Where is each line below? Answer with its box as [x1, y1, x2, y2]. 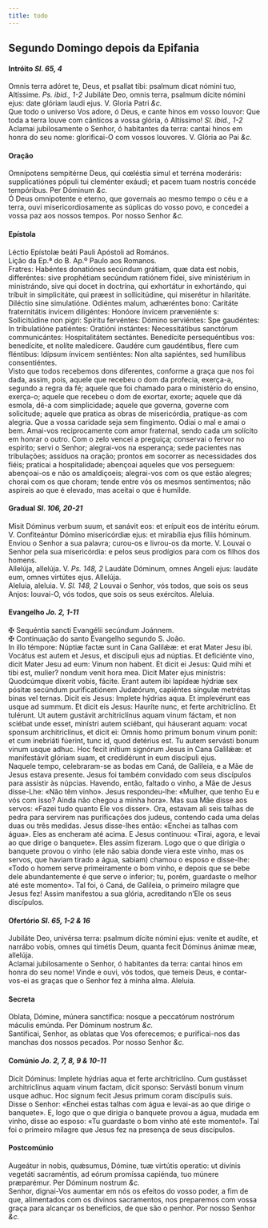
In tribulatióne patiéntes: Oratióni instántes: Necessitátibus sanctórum [8, 323, 238, 333]
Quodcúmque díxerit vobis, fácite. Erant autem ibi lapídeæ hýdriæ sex [8, 677, 238, 686]
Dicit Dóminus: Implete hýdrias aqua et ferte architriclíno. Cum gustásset [8, 1074, 247, 1083]
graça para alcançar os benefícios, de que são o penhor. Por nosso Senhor [8, 1203, 256, 1213]
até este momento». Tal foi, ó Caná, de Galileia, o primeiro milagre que [8, 881, 240, 890]
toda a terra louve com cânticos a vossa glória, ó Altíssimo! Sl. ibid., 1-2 [8, 115, 243, 125]
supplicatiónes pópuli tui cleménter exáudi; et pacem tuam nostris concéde [8, 177, 257, 186]
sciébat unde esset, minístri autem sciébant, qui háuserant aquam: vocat [8, 719, 248, 729]
